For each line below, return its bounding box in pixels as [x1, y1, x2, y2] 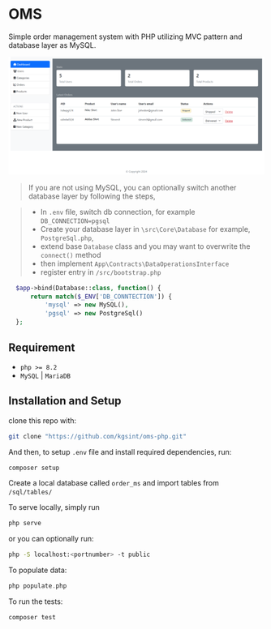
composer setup [8, 464, 60, 472]
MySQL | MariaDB [19, 370, 71, 380]
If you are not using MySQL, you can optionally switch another [28, 182, 237, 192]
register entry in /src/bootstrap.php [40, 267, 161, 276]
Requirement [8, 340, 75, 354]
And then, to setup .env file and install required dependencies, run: [8, 447, 232, 456]
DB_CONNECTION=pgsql [40, 216, 110, 225]
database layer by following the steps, [28, 191, 156, 201]
